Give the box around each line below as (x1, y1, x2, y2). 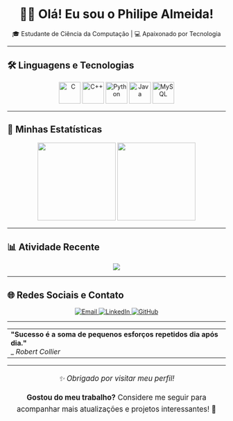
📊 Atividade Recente (7, 241, 100, 253)
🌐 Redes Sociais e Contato (7, 289, 124, 301)
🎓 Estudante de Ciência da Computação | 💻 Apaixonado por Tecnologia (12, 29, 221, 37)
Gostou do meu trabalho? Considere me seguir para (26, 393, 207, 402)
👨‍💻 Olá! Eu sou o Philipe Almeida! (19, 6, 214, 22)
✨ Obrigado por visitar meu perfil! (58, 373, 175, 383)
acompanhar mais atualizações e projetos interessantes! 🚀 (17, 404, 216, 414)
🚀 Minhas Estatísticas (7, 124, 103, 136)
